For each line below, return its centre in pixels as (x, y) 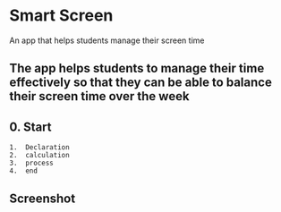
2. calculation (39, 156)
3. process (31, 163)
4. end (24, 171)
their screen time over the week (99, 96)
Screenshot (43, 198)
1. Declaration (39, 148)
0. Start (30, 127)
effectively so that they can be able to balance (141, 83)
